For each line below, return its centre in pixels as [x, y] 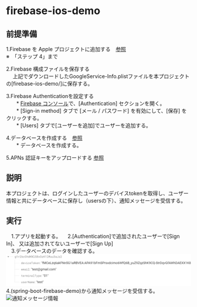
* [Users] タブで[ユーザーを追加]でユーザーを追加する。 [84, 125]
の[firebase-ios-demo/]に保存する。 [50, 84]
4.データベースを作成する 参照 [44, 138]
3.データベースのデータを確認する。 [54, 251]
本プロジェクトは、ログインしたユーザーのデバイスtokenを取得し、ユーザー [97, 193]
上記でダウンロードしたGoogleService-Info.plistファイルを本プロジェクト [101, 76]
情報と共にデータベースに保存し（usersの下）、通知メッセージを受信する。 [96, 200]
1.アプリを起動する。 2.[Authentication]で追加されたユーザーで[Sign [95, 236]
